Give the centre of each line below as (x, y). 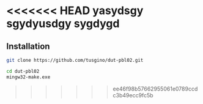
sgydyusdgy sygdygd (63, 24)
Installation (28, 46)
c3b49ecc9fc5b (133, 95)
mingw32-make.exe (28, 77)
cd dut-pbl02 (23, 71)
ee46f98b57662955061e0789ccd (155, 89)
